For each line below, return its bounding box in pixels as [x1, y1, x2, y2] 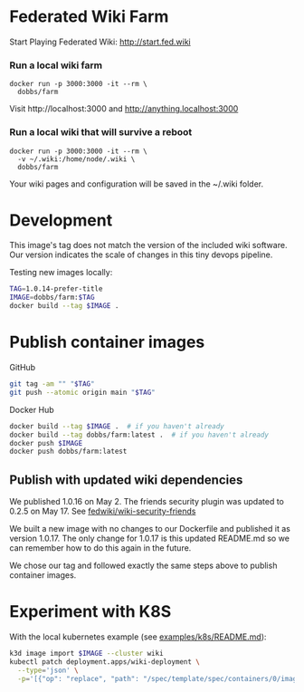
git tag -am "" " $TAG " [9, 380, 95, 389]
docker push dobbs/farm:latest [9, 447, 128, 457]
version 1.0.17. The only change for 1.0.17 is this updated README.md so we [9, 533, 290, 544]
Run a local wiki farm [9, 59, 102, 72]
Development [9, 210, 113, 230]
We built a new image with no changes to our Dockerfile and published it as [9, 524, 291, 534]
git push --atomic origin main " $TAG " [9, 388, 156, 397]
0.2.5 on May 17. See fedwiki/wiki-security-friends [9, 505, 196, 517]
